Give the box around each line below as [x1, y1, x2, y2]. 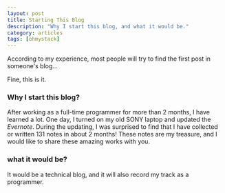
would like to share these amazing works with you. [7, 137, 150, 145]
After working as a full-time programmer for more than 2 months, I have [7, 108, 210, 116]
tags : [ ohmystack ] [7, 36, 60, 43]
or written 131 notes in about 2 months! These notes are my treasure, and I [7, 130, 218, 139]
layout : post [7, 10, 45, 17]
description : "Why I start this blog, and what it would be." [7, 23, 189, 30]
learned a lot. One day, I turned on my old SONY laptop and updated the [7, 115, 211, 124]
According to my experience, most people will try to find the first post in [7, 54, 211, 63]
